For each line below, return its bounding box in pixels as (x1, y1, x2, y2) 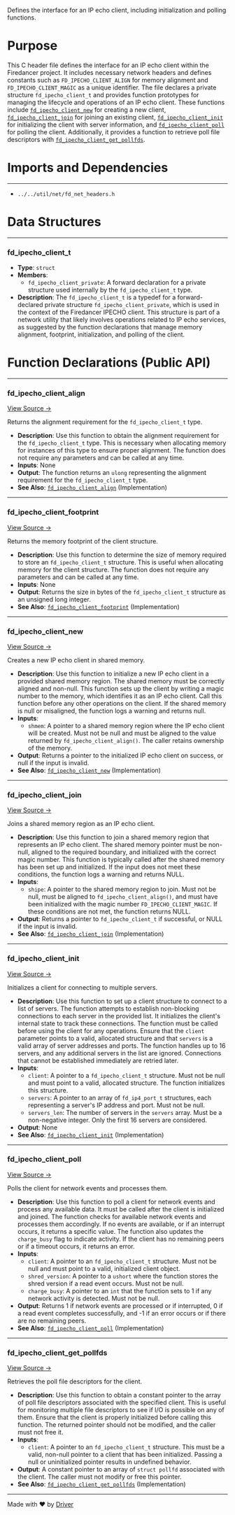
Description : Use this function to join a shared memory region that (17, 833, 210, 841)
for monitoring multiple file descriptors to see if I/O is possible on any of (17, 1406, 225, 1414)
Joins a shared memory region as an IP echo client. (7, 820, 155, 828)
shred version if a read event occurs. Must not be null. (27, 1279, 184, 1288)
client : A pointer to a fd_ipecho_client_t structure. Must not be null (27, 1071, 225, 1079)
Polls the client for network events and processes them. (7, 1183, 168, 1192)
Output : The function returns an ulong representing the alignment (17, 469, 207, 477)
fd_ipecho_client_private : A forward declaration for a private (27, 278, 206, 287)
